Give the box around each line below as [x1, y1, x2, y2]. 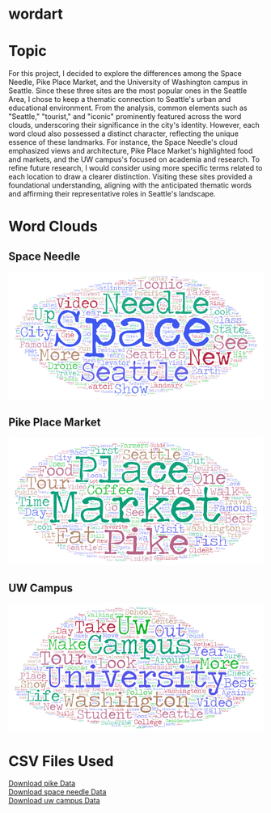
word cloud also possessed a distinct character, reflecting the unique [8, 129, 239, 138]
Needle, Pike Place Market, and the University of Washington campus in [8, 78, 248, 87]
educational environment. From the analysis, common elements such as [8, 103, 248, 113]
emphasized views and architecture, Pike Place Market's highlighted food [8, 146, 253, 156]
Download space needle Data [8, 787, 107, 797]
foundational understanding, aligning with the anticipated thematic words [8, 180, 252, 190]
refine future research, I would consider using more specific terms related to [8, 163, 263, 173]
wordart [8, 5, 63, 23]
